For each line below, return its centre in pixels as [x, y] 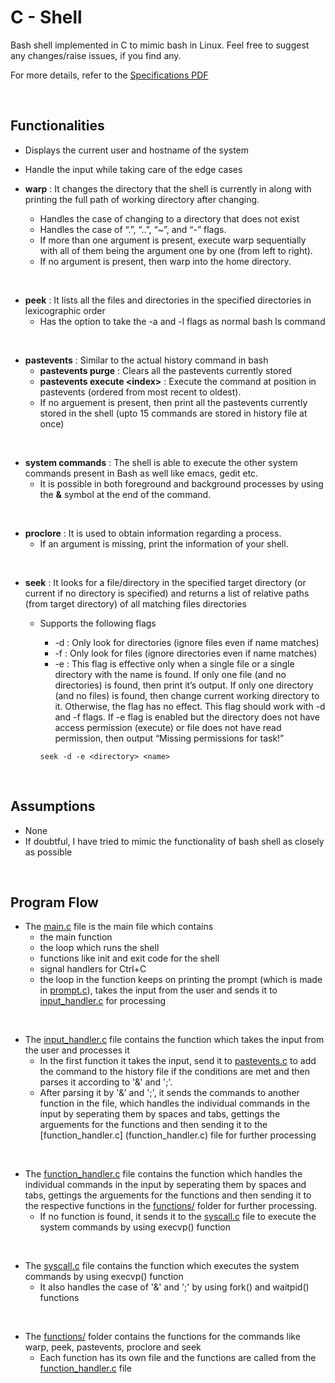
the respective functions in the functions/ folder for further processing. [171, 1206]
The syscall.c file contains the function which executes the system [162, 1266]
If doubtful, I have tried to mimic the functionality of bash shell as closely [174, 841]
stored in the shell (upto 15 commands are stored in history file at [173, 413]
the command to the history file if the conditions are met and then [175, 1072]
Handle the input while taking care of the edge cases [133, 169]
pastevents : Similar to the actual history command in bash [146, 360]
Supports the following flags [98, 623]
